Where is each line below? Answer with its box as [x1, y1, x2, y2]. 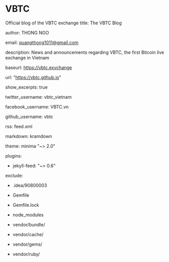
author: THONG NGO [5, 29, 49, 35]
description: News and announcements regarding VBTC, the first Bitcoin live [5, 49, 164, 55]
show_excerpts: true [5, 84, 48, 90]
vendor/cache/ [12, 231, 44, 237]
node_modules [12, 211, 44, 218]
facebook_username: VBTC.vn [5, 103, 69, 109]
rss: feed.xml [5, 123, 33, 129]
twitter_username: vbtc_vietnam [5, 94, 72, 100]
